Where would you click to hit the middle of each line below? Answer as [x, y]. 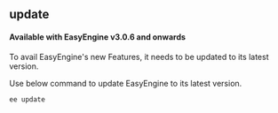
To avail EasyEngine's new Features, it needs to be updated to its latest [139, 56]
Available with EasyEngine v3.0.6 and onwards [98, 37]
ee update [28, 99]
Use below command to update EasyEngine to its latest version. [126, 83]
